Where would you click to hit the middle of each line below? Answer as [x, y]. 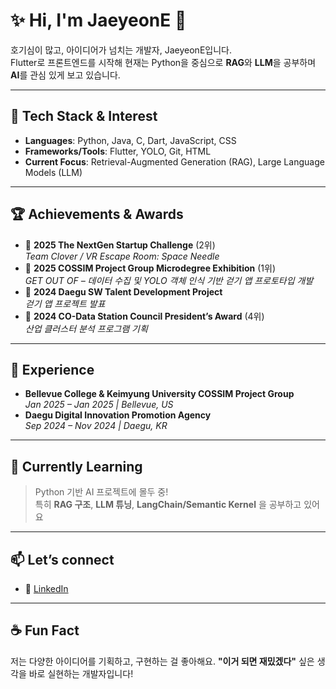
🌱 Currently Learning [76, 466]
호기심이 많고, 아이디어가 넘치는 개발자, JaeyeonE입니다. [121, 50]
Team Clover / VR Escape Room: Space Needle [122, 256]
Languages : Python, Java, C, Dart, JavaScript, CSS [130, 140]
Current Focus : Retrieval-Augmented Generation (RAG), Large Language [174, 161]
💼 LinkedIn [46, 588]
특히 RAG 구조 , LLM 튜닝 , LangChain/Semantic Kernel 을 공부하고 [168, 505]
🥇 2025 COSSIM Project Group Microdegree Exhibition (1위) [150, 268]
